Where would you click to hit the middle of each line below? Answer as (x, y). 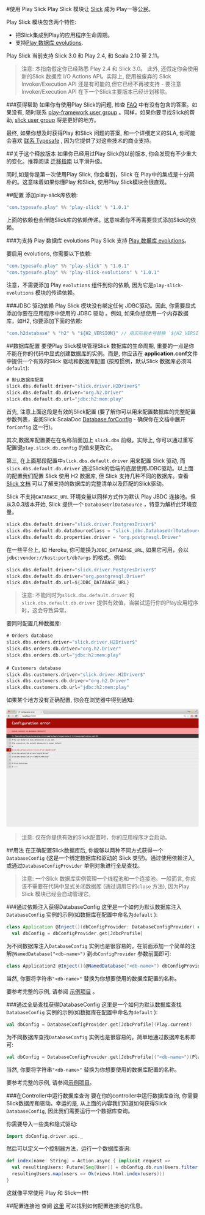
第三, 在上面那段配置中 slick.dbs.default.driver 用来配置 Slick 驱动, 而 (96, 461)
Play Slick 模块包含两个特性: (41, 22)
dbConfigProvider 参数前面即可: (132, 954)
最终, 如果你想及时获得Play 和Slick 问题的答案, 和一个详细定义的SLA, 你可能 (101, 133)
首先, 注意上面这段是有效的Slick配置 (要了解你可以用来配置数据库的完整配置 (101, 412)
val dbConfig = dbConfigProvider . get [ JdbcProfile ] (77, 934)
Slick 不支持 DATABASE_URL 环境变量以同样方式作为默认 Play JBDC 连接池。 (99, 497)
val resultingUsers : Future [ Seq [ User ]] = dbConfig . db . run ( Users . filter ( (106, 1168)
